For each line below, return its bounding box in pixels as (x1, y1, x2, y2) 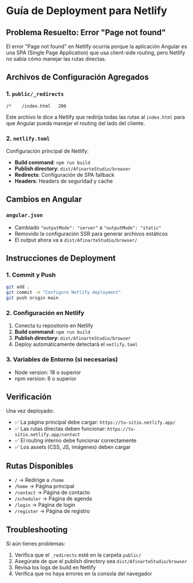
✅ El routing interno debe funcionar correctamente (14, 437, 137, 444)
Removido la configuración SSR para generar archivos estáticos (14, 230, 168, 237)
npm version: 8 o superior (14, 375, 77, 382)
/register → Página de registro (14, 507, 90, 515)
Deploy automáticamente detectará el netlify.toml (14, 341, 138, 348)
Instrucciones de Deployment (6, 253, 116, 263)
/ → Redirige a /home (14, 476, 64, 483)
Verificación (6, 392, 52, 402)
